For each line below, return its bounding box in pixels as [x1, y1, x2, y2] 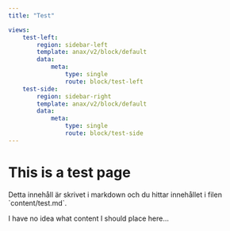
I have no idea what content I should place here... [8, 214, 169, 223]
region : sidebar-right [36, 92, 112, 100]
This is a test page [8, 164, 131, 181]
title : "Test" [8, 11, 56, 20]
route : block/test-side [64, 129, 144, 137]
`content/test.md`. [8, 198, 67, 207]
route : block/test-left [64, 77, 144, 86]
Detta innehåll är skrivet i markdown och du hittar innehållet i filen [8, 190, 222, 199]
